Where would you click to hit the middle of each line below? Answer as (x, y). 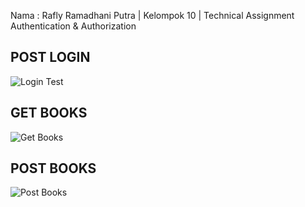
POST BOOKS (53, 168)
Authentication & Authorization (73, 26)
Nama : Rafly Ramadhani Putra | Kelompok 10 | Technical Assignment (152, 15)
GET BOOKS (49, 113)
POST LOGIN (50, 57)
